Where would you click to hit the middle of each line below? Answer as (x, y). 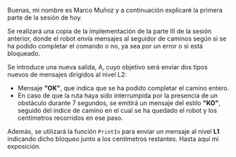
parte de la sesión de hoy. (45, 18)
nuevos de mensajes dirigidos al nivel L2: (67, 74)
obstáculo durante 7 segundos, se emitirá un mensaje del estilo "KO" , (119, 103)
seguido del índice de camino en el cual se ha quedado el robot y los (117, 110)
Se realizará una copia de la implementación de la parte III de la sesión (110, 31)
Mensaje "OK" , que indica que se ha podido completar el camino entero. (123, 88)
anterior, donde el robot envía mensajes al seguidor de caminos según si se (117, 39)
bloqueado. (24, 53)
